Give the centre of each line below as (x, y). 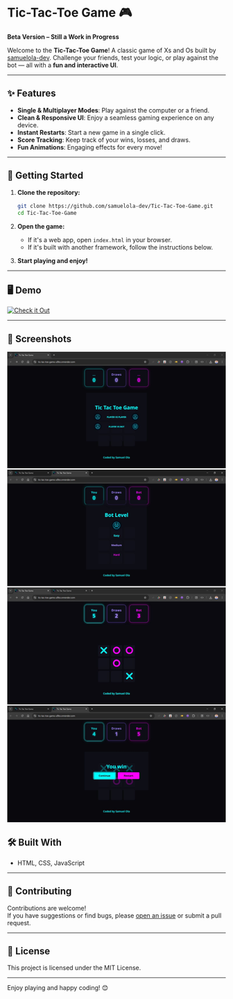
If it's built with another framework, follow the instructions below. (120, 248)
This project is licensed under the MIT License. (74, 968)
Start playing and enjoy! (52, 261)
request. (19, 922)
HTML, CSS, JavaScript (51, 863)
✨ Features (32, 94)
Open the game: (41, 227)
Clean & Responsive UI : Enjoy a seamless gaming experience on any (115, 118)
